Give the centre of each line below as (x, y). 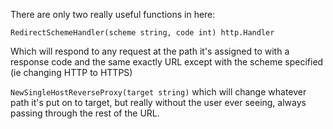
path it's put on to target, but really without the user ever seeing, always (158, 102)
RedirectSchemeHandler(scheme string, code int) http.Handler (142, 33)
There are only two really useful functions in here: (113, 14)
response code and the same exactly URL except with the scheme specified (167, 62)
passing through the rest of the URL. (85, 113)
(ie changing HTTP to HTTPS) (71, 72)
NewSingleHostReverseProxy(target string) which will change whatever (158, 92)
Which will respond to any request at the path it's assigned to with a (150, 51)
